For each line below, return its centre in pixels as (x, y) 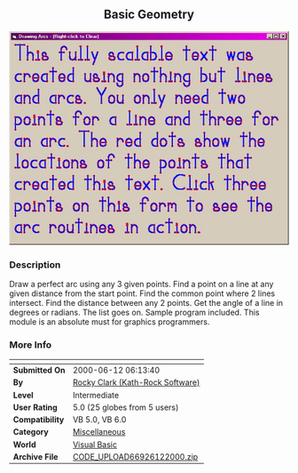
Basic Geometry (149, 15)
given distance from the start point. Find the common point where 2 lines (142, 293)
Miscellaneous (99, 432)
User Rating (35, 407)
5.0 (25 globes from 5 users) (125, 407)
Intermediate (96, 395)
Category (31, 432)
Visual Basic (95, 445)
